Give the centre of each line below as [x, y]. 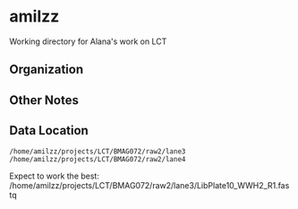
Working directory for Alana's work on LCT [88, 41]
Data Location [49, 131]
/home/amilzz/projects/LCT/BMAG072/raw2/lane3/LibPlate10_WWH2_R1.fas [149, 185]
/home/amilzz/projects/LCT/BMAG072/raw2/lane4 [98, 159]
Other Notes [44, 100]
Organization [46, 70]
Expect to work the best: [55, 176]
